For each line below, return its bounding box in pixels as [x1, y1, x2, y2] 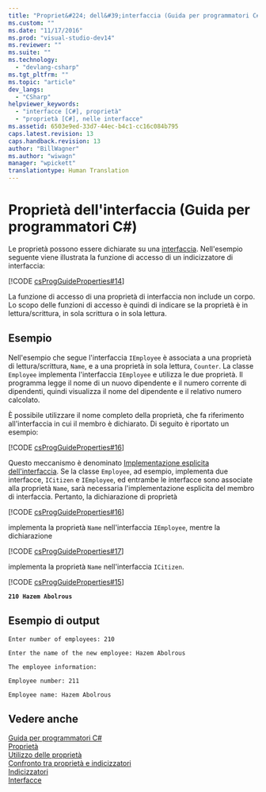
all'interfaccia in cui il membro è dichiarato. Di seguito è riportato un [8, 419, 230, 428]
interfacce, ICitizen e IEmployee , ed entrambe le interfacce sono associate [8, 474, 253, 485]
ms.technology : [8, 56, 59, 64]
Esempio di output [8, 614, 101, 628]
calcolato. [8, 395, 40, 404]
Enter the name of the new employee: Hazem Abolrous [8, 649, 186, 657]
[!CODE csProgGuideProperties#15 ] [8, 577, 124, 586]
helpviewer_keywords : [8, 100, 80, 108]
